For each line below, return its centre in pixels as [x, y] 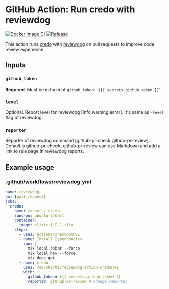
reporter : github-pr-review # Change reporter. [78, 281]
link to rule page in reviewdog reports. [45, 151]
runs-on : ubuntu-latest [39, 216]
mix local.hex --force [51, 253]
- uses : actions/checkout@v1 [49, 234]
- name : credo [34, 263]
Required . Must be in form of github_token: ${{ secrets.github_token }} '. [83, 89]
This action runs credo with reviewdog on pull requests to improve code [80, 44]
